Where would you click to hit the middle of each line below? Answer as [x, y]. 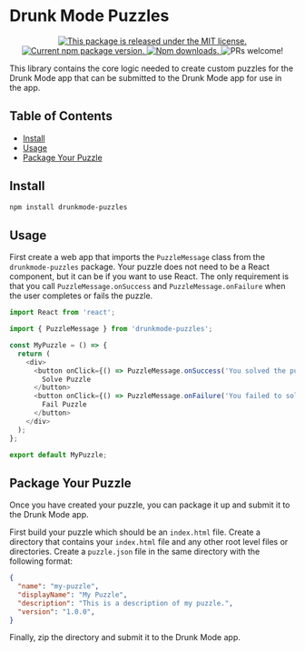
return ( [34, 354]
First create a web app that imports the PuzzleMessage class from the [138, 257]
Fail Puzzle [65, 405]
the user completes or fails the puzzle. [81, 296]
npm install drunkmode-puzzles [69, 207]
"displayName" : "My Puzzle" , [73, 595]
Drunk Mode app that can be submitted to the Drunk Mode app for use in [146, 77]
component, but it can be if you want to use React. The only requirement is [149, 276]
